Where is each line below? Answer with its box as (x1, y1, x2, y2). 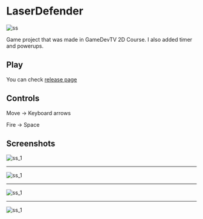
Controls (6, 94, 40, 104)
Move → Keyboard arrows (6, 109, 71, 116)
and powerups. (6, 42, 44, 49)
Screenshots (6, 138, 56, 148)
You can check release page (6, 75, 77, 83)
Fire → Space (6, 121, 40, 128)
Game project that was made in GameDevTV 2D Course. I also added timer (6, 36, 193, 43)
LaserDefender (6, 4, 83, 18)
